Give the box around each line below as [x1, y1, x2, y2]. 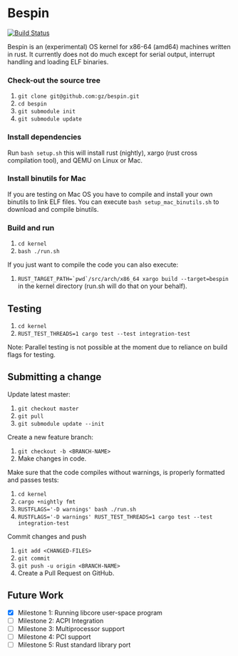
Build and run [7, 222, 55, 232]
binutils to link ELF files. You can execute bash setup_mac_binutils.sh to [7, 198, 219, 206]
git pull [17, 412, 44, 420]
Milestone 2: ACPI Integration [17, 616, 104, 625]
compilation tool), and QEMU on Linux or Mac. [7, 155, 143, 165]
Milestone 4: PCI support [17, 632, 91, 641]
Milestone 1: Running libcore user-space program [17, 608, 162, 617]
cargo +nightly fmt [17, 498, 76, 506]
